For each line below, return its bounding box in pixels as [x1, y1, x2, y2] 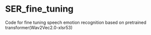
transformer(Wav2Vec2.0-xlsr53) [5, 24, 73, 30]
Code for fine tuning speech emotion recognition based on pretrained [5, 19, 147, 25]
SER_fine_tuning [5, 3, 74, 15]
